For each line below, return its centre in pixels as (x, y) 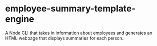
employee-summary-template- (71, 9)
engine (20, 19)
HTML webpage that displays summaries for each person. (64, 38)
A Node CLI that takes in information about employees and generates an (79, 33)
